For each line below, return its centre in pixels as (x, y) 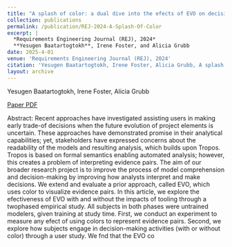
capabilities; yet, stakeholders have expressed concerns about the (102, 140)
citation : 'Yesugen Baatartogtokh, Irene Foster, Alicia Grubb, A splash (116, 65)
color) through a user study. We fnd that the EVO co (81, 235)
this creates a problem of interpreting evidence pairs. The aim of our (104, 162)
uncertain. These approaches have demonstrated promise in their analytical (115, 133)
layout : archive (30, 71)
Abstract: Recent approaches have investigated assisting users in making (112, 118)
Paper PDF (22, 104)
